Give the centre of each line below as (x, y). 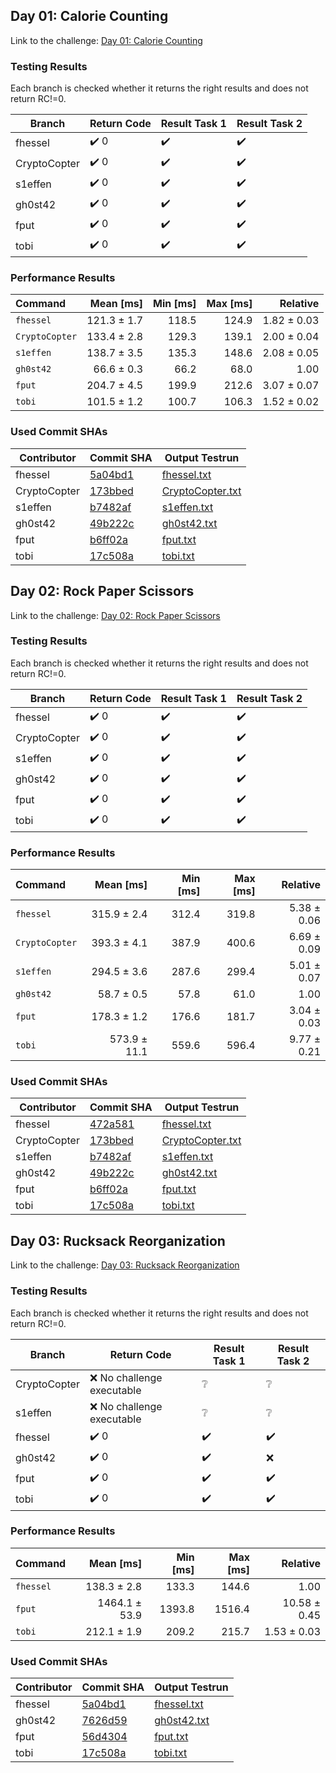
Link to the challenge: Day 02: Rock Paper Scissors (115, 615)
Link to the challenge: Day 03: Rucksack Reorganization (125, 1265)
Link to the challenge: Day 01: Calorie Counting (106, 40)
